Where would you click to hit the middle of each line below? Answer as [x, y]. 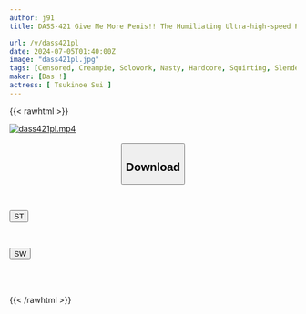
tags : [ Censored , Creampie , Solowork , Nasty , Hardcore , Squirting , [140, 68]
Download [153, 167]
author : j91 [32, 18]
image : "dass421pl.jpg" [55, 60]
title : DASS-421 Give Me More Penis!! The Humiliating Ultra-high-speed [150, 26]
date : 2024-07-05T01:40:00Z [63, 51]
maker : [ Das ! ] [38, 77]
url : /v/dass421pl [44, 43]
